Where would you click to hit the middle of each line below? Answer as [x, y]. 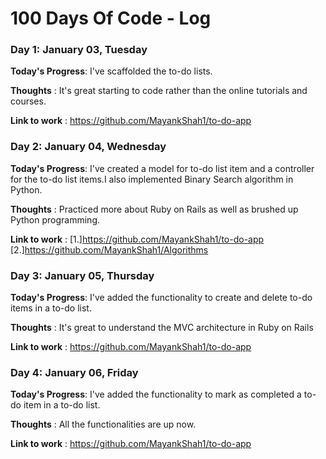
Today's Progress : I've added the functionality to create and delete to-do [161, 298]
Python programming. [55, 219]
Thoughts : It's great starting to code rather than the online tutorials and [159, 91]
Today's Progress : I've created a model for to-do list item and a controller [162, 168]
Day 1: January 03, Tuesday [79, 50]
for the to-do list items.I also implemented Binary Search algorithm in [152, 179]
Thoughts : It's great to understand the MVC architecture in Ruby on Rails [162, 328]
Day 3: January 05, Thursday [82, 275]
